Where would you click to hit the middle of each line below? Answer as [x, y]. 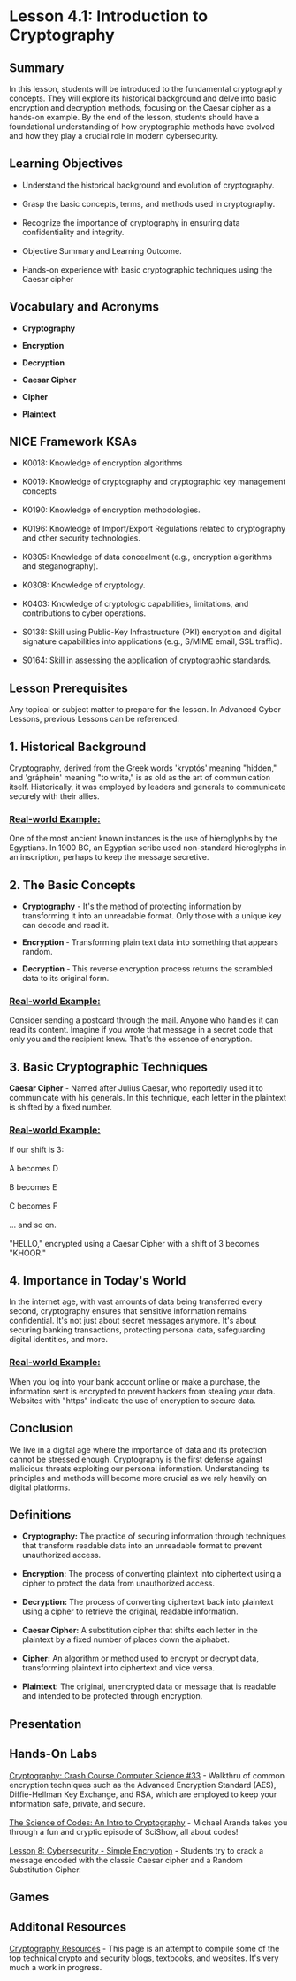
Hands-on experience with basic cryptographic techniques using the [147, 269]
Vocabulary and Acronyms [84, 307]
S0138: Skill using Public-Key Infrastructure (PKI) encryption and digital [152, 632]
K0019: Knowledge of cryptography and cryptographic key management [154, 482]
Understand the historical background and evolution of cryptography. [148, 185]
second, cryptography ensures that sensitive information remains [128, 1311]
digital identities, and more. [59, 1340]
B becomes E [33, 1186]
